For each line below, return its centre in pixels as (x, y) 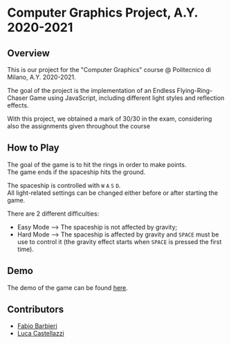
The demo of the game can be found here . (67, 287)
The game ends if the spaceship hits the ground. (76, 172)
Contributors (36, 310)
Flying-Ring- (195, 91)
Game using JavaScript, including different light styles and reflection (127, 98)
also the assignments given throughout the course (79, 126)
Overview (29, 53)
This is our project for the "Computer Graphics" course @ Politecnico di (109, 70)
